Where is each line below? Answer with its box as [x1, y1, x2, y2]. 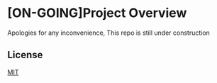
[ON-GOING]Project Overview [7, 5, 187, 21]
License [7, 49, 43, 61]
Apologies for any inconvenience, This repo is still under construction [7, 28, 211, 37]
